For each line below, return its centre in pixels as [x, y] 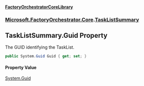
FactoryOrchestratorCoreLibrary [39, 7]
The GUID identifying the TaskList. [40, 47]
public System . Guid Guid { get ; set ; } [46, 57]
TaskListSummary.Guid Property [56, 35]
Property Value [21, 67]
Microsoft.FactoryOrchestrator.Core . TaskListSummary [72, 20]
